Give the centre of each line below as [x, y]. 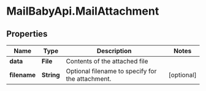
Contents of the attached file [107, 61]
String [51, 75]
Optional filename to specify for [111, 71]
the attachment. [89, 79]
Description [114, 51]
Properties [27, 34]
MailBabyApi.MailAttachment [83, 11]
